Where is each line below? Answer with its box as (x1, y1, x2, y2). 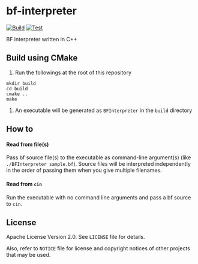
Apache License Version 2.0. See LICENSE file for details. (6, 233, 145, 241)
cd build (6, 86, 28, 92)
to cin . (6, 200, 23, 207)
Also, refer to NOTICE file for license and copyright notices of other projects (6, 245, 190, 252)
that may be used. (6, 251, 51, 259)
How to (6, 124, 34, 134)
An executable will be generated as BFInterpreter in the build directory (14, 107, 193, 114)
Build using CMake (6, 53, 78, 63)
